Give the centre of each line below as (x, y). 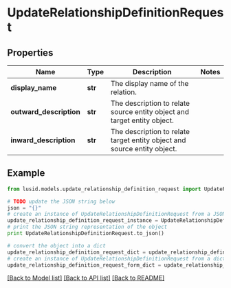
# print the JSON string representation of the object (87, 227)
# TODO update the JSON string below (61, 201)
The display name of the (150, 84)
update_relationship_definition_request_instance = (82, 221)
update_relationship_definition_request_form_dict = (84, 265)
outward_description (45, 112)
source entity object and (150, 112)
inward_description (43, 140)
